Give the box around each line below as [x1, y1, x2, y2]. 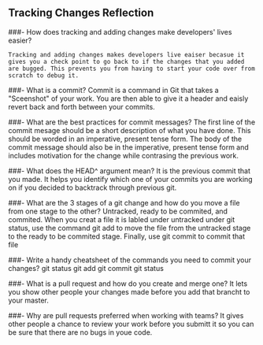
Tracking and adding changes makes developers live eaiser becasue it [8, 50, 245, 58]
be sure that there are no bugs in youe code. [8, 327, 153, 337]
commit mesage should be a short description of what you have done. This [8, 125, 251, 135]
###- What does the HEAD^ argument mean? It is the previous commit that [8, 165, 250, 176]
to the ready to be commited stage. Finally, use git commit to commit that [8, 232, 246, 241]
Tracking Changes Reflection [8, 6, 154, 20]
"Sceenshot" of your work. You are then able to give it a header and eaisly [8, 94, 249, 103]
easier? [8, 35, 32, 45]
